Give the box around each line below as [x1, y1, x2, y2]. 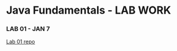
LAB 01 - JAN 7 [6, 25, 50, 33]
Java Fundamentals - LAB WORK [6, 4, 172, 17]
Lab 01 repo [6, 38, 35, 45]
